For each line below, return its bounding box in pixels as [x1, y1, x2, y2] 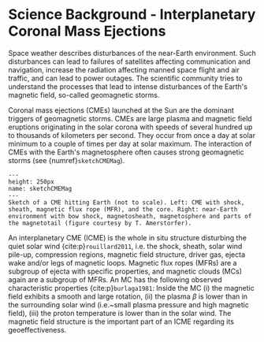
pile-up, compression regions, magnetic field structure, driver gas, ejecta [8, 250, 246, 259]
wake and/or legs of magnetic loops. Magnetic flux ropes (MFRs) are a [8, 258, 237, 267]
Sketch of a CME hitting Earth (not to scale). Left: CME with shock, [8, 199, 245, 206]
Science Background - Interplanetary [8, 6, 256, 24]
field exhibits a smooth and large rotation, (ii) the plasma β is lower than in [8, 292, 248, 301]
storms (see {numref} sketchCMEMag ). [8, 155, 125, 165]
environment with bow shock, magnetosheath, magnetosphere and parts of [8, 212, 252, 220]
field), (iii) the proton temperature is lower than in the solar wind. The [8, 308, 232, 318]
